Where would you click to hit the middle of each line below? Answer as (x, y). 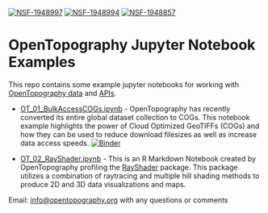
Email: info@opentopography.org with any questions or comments (118, 200)
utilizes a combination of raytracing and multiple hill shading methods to (140, 175)
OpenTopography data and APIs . (63, 93)
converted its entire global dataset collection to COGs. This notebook (135, 117)
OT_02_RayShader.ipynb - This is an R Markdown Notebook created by (138, 158)
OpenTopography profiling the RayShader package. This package (129, 167)
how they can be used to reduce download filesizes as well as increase (138, 134)
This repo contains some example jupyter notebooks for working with (124, 84)
